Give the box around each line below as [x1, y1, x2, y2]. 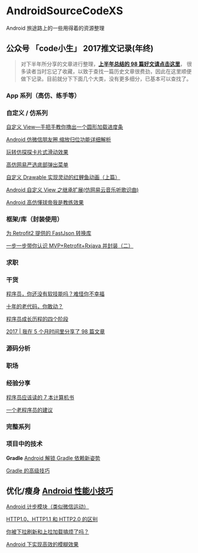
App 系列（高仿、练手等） [6, 91, 81, 99]
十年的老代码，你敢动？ [6, 303, 63, 310]
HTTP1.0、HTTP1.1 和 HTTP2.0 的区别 [6, 515, 98, 522]
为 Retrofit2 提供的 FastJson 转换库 [6, 230, 92, 237]
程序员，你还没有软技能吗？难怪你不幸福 [6, 290, 105, 297]
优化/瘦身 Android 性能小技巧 [6, 486, 113, 496]
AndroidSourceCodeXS [6, 4, 124, 18]
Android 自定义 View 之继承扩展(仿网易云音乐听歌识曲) [6, 186, 139, 193]
